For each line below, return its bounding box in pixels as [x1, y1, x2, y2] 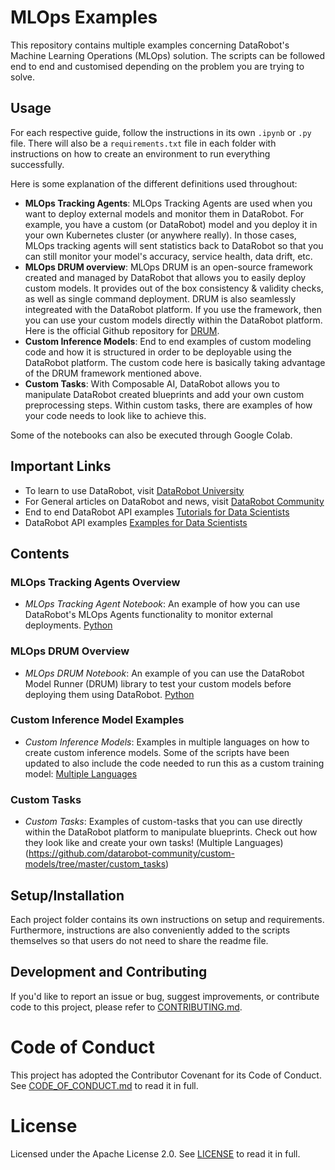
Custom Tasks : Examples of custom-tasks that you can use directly [24, 816, 303, 828]
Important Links [10, 458, 112, 475]
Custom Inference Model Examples [10, 713, 185, 727]
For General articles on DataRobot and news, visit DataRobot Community [24, 495, 325, 507]
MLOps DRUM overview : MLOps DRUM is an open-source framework [24, 261, 313, 273]
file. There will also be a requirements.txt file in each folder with [10, 137, 277, 149]
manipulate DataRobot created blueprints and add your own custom [24, 388, 305, 400]
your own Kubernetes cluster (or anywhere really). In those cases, [24, 229, 297, 241]
